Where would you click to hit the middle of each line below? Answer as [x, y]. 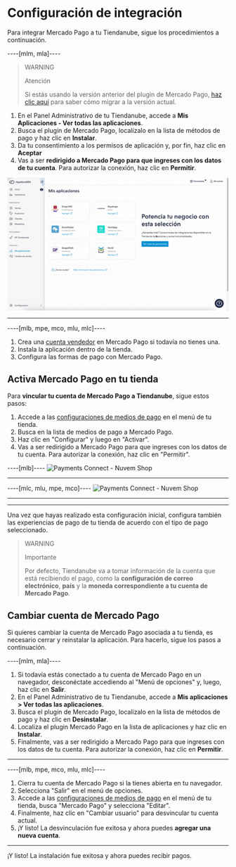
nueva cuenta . [39, 835]
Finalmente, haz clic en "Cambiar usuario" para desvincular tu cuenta [118, 813]
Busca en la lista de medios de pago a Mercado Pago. [96, 432]
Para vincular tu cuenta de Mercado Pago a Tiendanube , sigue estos [108, 396]
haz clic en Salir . [42, 689]
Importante [40, 558]
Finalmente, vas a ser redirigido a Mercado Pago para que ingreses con [121, 741]
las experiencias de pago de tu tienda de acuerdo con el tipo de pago [108, 522]
